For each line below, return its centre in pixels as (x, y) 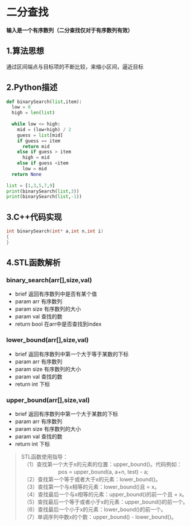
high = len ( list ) (33, 113)
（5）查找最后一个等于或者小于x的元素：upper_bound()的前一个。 (107, 502)
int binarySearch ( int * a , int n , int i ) (55, 231)
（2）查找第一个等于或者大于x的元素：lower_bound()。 (94, 480)
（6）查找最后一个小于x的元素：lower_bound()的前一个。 (96, 510)
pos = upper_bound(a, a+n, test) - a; (103, 472)
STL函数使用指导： (44, 457)
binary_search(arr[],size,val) (49, 280)
